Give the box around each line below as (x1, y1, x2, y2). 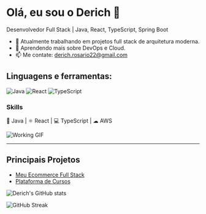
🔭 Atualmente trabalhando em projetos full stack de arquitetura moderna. (15, 37, 200, 45)
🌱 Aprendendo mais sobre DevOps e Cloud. (15, 44, 126, 52)
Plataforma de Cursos (15, 177, 71, 185)
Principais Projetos (6, 155, 80, 165)
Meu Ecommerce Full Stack (15, 171, 85, 178)
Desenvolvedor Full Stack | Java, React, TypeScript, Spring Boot (6, 26, 169, 33)
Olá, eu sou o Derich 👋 (6, 6, 121, 20)
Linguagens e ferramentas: (6, 71, 112, 82)
